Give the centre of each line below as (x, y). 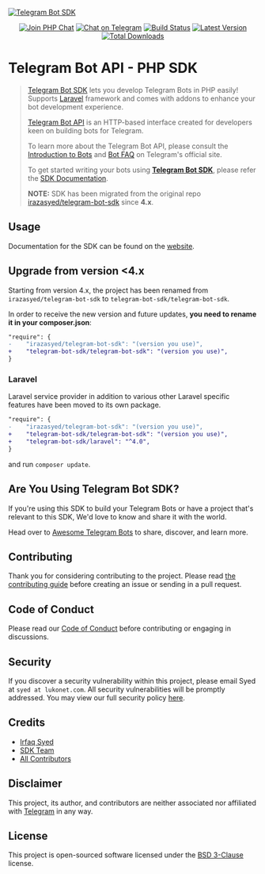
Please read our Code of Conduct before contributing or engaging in (120, 629)
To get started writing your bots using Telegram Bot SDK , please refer (142, 170)
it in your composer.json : (50, 322)
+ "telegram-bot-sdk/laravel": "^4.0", (79, 441)
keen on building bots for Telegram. (85, 130)
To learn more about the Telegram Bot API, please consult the (128, 146)
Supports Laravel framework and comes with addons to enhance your (141, 98)
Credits (27, 723)
